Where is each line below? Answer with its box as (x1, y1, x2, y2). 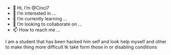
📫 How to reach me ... (12, 27, 60, 33)
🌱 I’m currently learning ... (12, 16, 68, 21)
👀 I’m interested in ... (12, 10, 56, 16)
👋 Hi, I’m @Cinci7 (12, 5, 50, 11)
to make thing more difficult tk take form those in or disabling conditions (5, 44, 157, 50)
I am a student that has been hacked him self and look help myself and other (5, 39, 167, 44)
